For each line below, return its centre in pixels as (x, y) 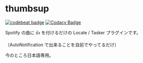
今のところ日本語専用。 (29, 55)
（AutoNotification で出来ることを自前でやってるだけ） (62, 45)
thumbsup (27, 9)
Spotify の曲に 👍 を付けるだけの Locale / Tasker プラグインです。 (73, 32)
